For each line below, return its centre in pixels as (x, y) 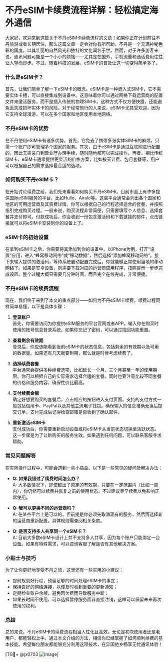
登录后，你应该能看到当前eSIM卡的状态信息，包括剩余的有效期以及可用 (85, 347)
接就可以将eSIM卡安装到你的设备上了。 (45, 223)
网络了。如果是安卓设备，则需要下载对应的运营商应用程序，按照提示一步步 (82, 268)
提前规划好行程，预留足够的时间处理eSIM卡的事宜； (66, 581)
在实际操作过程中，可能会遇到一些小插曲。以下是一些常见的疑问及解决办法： (84, 468)
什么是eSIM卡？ (24, 77)
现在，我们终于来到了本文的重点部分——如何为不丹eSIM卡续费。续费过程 (80, 300)
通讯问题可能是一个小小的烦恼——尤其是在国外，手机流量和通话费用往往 (88, 56)
